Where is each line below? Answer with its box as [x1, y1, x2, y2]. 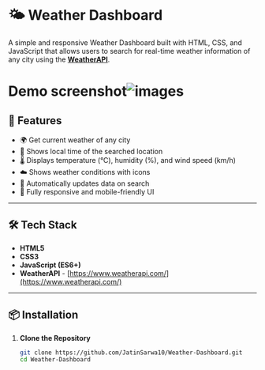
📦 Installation [8, 308, 79, 322]
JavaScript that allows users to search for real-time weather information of [8, 46, 251, 55]
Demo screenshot [8, 82, 128, 100]
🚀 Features [8, 114, 62, 127]
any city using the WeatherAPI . [8, 55, 110, 64]
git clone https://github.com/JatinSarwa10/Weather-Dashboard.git [19, 349, 243, 357]
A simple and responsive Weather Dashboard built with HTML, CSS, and [8, 37, 243, 47]
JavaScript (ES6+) [19, 260, 81, 270]
